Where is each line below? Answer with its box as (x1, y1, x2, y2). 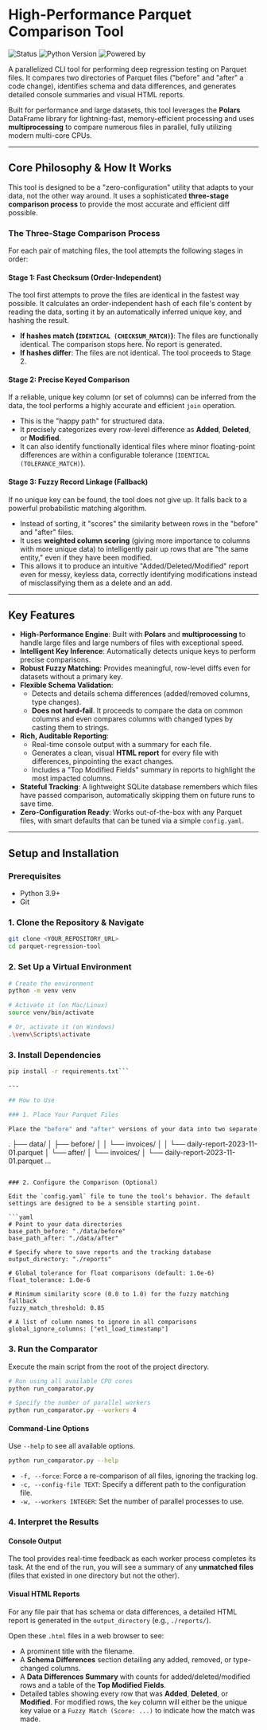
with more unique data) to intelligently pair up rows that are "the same (19, 544, 249, 553)
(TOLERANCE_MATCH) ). (19, 458, 86, 468)
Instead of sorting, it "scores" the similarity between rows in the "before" (19, 518, 258, 528)
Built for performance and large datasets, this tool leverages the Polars (8, 105, 241, 115)
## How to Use (8, 1096, 56, 1104)
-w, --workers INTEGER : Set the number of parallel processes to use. (19, 1496, 245, 1506)
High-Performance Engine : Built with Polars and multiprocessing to (19, 630, 246, 639)
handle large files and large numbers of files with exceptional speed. (19, 638, 244, 647)
